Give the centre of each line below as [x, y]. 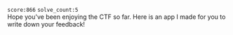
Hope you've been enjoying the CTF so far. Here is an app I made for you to [116, 17]
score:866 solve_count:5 [43, 10]
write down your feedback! [46, 24]
